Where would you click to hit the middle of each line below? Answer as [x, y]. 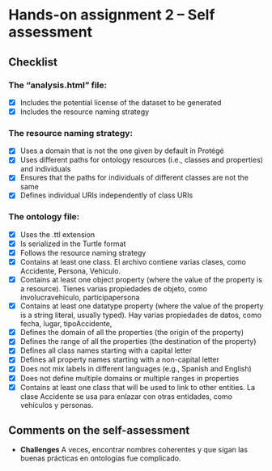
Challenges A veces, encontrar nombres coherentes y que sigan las [134, 450]
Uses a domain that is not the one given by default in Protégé [122, 151]
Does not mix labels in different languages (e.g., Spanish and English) [136, 369]
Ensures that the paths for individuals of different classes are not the [134, 178]
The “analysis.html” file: [58, 85]
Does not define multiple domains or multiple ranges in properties [130, 378]
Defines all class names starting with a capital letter [106, 350]
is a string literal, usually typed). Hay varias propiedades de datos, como [140, 315]
